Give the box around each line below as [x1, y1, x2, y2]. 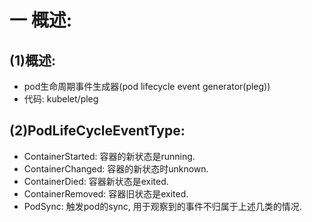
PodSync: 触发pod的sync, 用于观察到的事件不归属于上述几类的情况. [23, 200, 302, 212]
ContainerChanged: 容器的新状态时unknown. [23, 162, 209, 175]
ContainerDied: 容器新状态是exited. [23, 175, 169, 187]
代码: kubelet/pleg [23, 93, 99, 105]
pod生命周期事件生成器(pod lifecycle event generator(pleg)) [23, 81, 271, 92]
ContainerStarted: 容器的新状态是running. [23, 150, 196, 162]
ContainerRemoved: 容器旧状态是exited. [23, 187, 189, 200]
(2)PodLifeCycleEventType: [9, 122, 186, 140]
